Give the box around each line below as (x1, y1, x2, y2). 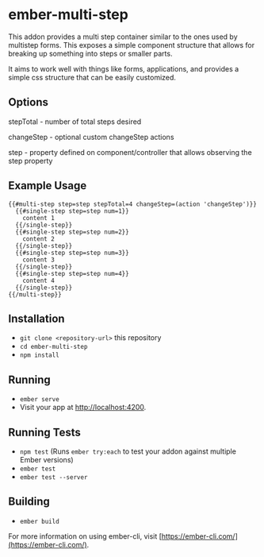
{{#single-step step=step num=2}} (15, 228, 129, 236)
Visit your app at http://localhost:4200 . (19, 403, 147, 412)
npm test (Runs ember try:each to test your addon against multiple (19, 447, 236, 456)
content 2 (22, 234, 55, 243)
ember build (19, 517, 59, 525)
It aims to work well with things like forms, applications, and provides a (8, 64, 239, 73)
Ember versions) (19, 455, 74, 464)
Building (8, 495, 50, 509)
